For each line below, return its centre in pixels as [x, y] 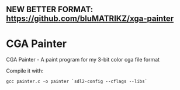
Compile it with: [25, 71]
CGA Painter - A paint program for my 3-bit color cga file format [83, 60]
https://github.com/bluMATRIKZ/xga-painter [90, 19]
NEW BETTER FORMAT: [50, 10]
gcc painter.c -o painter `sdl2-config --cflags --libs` [77, 82]
